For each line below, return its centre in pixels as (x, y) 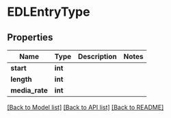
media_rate (29, 90)
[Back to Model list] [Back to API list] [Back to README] (85, 107)
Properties (30, 37)
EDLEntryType (49, 12)
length (21, 79)
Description (97, 57)
